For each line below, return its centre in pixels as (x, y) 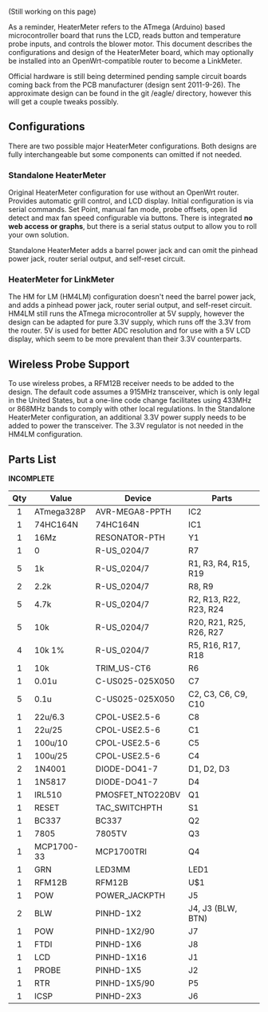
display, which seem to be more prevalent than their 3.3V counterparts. (125, 339)
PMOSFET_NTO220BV (138, 795)
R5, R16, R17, (215, 645)
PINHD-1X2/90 (125, 931)
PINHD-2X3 (118, 996)
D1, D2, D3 (209, 769)
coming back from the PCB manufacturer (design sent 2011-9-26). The (124, 85)
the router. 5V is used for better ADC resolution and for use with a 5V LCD (130, 331)
